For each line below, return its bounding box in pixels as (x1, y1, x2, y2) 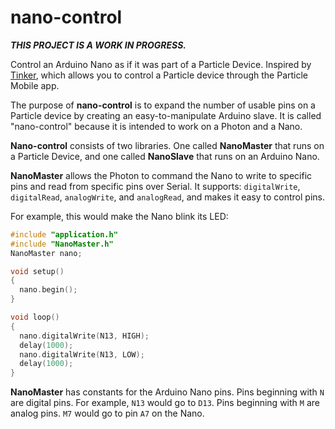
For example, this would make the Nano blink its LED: (10, 210, 229, 222)
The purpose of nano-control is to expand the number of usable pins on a (10, 99, 316, 111)
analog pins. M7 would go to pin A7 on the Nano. (10, 407, 205, 420)
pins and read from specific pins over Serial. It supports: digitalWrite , (10, 180, 301, 192)
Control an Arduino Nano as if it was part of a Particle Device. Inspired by (10, 58, 312, 70)
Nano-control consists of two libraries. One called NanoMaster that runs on (10, 139, 325, 151)
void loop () (10, 312, 60, 323)
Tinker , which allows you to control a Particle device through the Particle (10, 69, 309, 81)
